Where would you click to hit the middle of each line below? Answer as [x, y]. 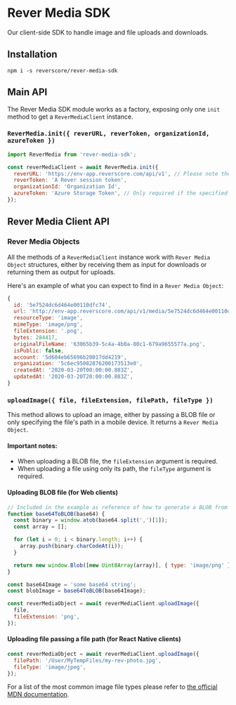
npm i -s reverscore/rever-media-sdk [63, 71]
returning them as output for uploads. [61, 272]
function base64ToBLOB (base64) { [56, 514]
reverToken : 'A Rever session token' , [71, 180]
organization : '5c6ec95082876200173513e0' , [78, 364]
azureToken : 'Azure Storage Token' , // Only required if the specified [121, 193]
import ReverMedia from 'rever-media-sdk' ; [72, 154]
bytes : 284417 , [36, 337]
